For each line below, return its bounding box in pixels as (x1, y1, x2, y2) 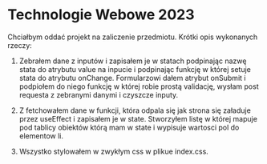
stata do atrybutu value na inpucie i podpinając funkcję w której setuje (18, 64, 252, 74)
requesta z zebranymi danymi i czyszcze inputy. (18, 90, 179, 99)
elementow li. (18, 130, 64, 141)
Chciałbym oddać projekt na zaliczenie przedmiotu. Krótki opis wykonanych (7, 32, 258, 42)
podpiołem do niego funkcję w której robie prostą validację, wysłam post (18, 82, 259, 91)
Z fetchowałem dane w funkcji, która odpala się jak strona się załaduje (18, 106, 252, 115)
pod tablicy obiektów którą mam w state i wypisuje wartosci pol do (18, 122, 240, 132)
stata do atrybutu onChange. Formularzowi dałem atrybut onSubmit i (18, 73, 246, 82)
